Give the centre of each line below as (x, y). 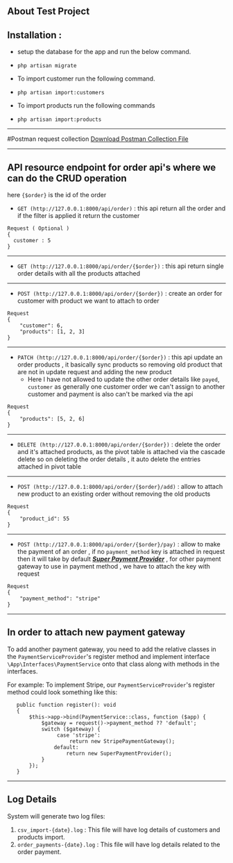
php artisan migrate (47, 66)
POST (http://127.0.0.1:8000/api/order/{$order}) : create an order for (120, 294)
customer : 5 (32, 241)
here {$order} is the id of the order (57, 195)
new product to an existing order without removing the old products (114, 494)
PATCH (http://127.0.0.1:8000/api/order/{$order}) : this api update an (120, 358)
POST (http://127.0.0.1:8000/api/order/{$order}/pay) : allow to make (119, 544)
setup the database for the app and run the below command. (104, 52)
